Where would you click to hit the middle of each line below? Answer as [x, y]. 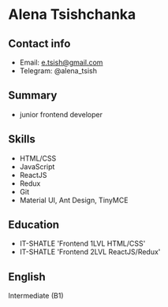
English [27, 277]
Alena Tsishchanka [72, 15]
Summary [33, 96]
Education [34, 225]
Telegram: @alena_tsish [58, 71]
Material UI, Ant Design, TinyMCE [74, 200]
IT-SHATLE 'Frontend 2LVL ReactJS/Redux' [90, 252]
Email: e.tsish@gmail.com [61, 62]
